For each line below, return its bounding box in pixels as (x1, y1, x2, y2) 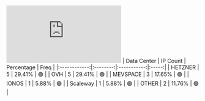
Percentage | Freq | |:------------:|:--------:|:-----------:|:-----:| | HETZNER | (6, 64, 199, 71)
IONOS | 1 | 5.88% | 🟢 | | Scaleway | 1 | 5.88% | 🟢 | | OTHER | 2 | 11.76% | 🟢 (6, 80, 199, 87)
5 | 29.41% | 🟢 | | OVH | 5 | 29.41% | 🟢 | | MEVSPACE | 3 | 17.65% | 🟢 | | (6, 70, 190, 78)
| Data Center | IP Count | (122, 58, 186, 64)
